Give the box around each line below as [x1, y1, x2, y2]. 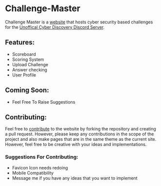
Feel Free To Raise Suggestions [12, 99, 75, 105]
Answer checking [12, 67, 48, 73]
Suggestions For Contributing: [5, 154, 79, 161]
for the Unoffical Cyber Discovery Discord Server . [5, 24, 105, 30]
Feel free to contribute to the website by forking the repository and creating [5, 126, 157, 132]
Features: [5, 38, 35, 47]
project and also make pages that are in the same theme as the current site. [5, 136, 157, 142]
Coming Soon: [5, 86, 50, 94]
